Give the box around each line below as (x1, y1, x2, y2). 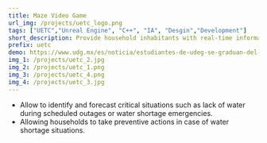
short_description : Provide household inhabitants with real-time (8, 33, 233, 42)
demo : (8, 48, 26, 56)
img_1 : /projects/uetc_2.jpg (8, 56, 105, 64)
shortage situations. (19, 125, 86, 135)
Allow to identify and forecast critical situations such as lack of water (19, 100, 246, 110)
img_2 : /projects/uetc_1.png (8, 64, 105, 71)
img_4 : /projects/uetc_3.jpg (8, 78, 105, 86)
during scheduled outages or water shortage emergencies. (19, 108, 213, 118)
